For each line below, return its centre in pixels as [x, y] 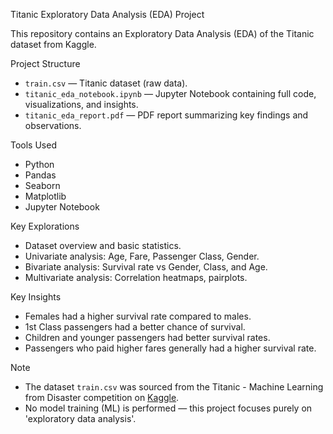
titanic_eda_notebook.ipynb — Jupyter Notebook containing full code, [170, 93]
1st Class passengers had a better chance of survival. [135, 327]
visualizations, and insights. [81, 104]
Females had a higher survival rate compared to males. [138, 316]
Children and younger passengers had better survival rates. [147, 337]
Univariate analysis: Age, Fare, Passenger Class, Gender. [142, 256]
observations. [53, 125]
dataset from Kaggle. [53, 44]
